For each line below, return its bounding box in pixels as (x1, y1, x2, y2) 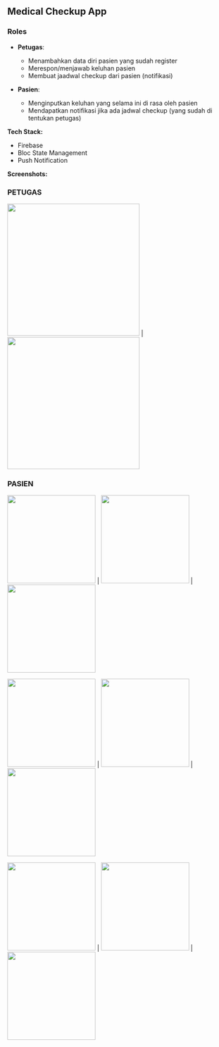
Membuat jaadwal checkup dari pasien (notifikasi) (27, 71, 173, 80)
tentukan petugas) (27, 113, 82, 122)
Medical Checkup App (7, 6, 107, 18)
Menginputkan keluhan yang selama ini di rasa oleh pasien (27, 99, 199, 107)
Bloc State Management (17, 148, 88, 157)
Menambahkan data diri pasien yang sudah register (27, 56, 177, 65)
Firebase (17, 141, 44, 149)
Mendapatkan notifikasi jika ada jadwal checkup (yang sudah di (27, 106, 213, 115)
